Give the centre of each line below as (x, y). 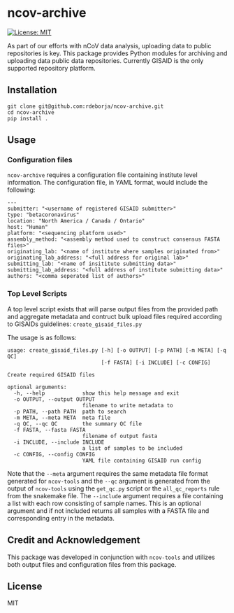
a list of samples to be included (132, 448)
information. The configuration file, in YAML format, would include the (108, 183)
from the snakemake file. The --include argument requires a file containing (115, 495)
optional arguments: (37, 387)
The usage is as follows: (42, 337)
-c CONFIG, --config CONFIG (54, 454)
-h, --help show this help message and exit (96, 393)
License (25, 586)
